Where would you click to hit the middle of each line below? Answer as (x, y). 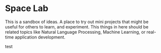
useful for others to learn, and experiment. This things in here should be (77, 26)
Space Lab (27, 8)
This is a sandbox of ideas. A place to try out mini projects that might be (77, 22)
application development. (40, 37)
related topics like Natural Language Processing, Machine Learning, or (75, 32)
